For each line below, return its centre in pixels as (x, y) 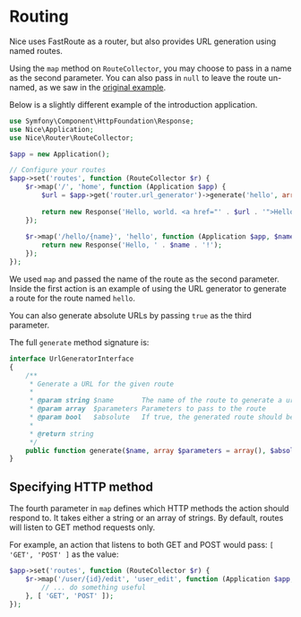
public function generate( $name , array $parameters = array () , (146, 450)
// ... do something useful (94, 587)
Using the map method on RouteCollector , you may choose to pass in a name (150, 68)
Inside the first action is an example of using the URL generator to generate (148, 288)
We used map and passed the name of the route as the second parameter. (144, 279)
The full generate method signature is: (79, 342)
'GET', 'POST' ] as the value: (64, 554)
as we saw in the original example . (103, 87)
